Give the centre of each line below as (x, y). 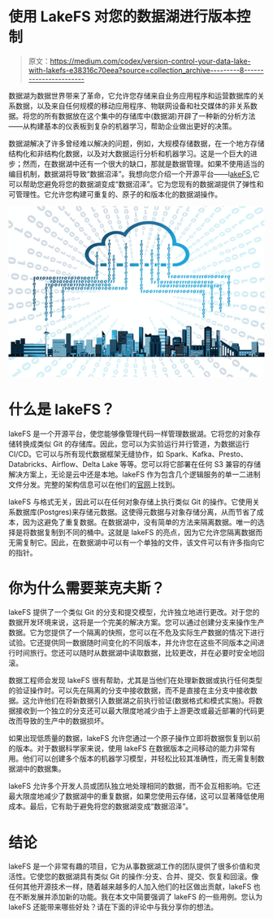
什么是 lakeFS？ (62, 409)
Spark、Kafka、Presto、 (206, 454)
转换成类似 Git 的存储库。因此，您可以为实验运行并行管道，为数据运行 (132, 443)
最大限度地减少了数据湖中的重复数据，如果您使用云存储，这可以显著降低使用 (136, 796)
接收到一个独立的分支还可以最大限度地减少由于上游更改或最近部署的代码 (136, 711)
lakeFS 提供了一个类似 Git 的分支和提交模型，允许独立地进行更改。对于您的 (134, 612)
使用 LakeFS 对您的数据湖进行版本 (123, 17)
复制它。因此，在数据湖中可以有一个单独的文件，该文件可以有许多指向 (140, 542)
